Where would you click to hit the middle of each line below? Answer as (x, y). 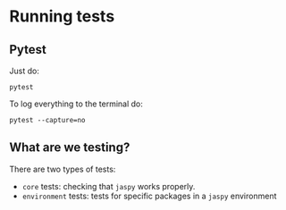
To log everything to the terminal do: (76, 104)
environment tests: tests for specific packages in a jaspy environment (149, 196)
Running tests (62, 17)
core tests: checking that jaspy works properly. (109, 186)
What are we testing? (70, 148)
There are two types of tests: (63, 169)
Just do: (25, 71)
